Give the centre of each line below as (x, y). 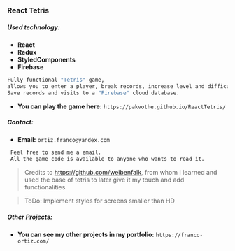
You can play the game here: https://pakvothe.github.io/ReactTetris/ (121, 106)
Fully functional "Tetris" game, (56, 80)
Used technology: (34, 27)
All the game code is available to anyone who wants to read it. (107, 159)
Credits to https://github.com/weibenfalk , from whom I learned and (121, 173)
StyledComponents (46, 59)
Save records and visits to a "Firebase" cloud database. (93, 93)
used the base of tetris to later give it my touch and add (104, 180)
